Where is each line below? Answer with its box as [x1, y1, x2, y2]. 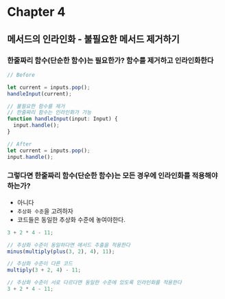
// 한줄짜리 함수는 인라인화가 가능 [7, 109, 92, 116]
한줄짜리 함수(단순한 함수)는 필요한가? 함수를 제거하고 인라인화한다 [7, 56, 214, 65]
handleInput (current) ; [7, 90, 72, 97]
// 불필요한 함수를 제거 [7, 102, 65, 110]
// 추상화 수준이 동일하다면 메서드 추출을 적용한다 [7, 241, 130, 248]
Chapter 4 [7, 4, 66, 20]
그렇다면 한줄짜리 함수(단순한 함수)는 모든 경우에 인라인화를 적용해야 [7, 171, 218, 181]
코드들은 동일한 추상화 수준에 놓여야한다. [16, 215, 126, 223]
